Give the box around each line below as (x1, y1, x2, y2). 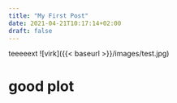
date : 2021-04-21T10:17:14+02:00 (8, 19, 122, 27)
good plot (8, 77, 75, 95)
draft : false (8, 27, 53, 35)
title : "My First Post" (8, 11, 89, 20)
